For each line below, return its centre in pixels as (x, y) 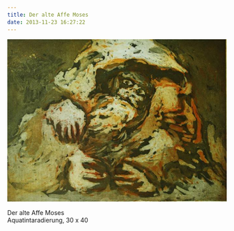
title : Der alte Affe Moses (48, 15)
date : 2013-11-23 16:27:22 (46, 22)
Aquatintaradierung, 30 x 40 (48, 220)
